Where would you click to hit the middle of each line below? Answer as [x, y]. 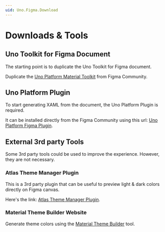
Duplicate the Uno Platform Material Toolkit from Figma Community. [76, 76]
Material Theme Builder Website [46, 213]
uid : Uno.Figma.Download [32, 10]
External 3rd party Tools [45, 142]
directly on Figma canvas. [32, 189]
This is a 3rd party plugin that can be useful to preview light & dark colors [82, 184]
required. [15, 110]
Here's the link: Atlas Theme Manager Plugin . [53, 199]
